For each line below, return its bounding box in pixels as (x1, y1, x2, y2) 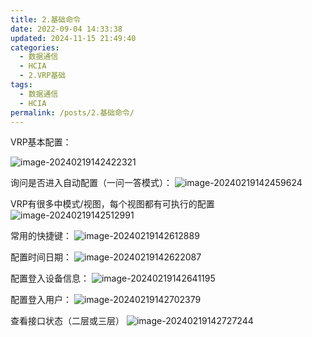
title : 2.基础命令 (10, 14, 82, 25)
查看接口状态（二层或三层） (10, 315, 125, 327)
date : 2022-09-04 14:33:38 (10, 24, 123, 34)
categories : (10, 42, 60, 53)
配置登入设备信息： (10, 272, 90, 285)
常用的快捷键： (10, 230, 72, 242)
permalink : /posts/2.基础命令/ (10, 107, 135, 118)
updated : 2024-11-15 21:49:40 (10, 33, 137, 43)
